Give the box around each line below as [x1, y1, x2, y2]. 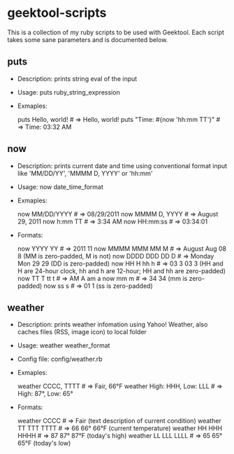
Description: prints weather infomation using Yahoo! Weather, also [17, 320, 208, 329]
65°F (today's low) [17, 439, 71, 448]
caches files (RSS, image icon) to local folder [17, 328, 147, 336]
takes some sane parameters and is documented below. [7, 35, 168, 43]
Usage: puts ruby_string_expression [17, 88, 120, 96]
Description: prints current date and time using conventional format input [17, 161, 228, 170]
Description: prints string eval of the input [17, 74, 138, 83]
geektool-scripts [7, 5, 107, 21]
